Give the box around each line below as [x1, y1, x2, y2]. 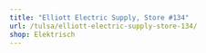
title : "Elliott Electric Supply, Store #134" [9, 13, 190, 22]
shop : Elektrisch [9, 30, 76, 39]
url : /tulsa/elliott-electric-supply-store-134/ [9, 22, 198, 31]
